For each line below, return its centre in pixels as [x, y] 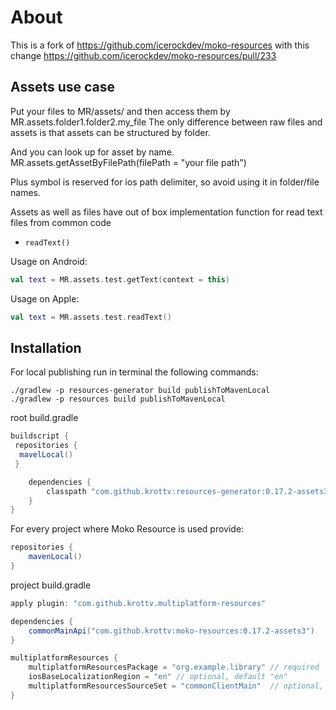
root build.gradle [44, 418]
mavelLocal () [46, 455]
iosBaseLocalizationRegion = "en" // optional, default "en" [158, 677]
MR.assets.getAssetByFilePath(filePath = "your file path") [128, 162]
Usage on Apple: [45, 298]
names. [25, 192]
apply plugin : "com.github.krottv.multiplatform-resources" [138, 603]
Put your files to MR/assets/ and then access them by [120, 111]
